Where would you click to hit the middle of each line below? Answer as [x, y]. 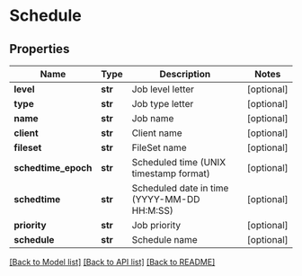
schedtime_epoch [53, 168]
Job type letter [163, 104]
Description [185, 74]
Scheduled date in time [180, 188]
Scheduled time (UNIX [179, 162]
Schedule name [164, 240]
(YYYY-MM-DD [166, 199]
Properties [40, 49]
